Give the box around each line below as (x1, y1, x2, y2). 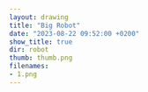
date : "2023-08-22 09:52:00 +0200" (9, 29, 140, 38)
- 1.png (9, 70, 38, 79)
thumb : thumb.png (9, 53, 73, 62)
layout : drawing (9, 12, 69, 22)
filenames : (9, 62, 49, 71)
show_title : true (9, 37, 73, 46)
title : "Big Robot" (9, 21, 81, 30)
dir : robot (9, 46, 49, 54)
